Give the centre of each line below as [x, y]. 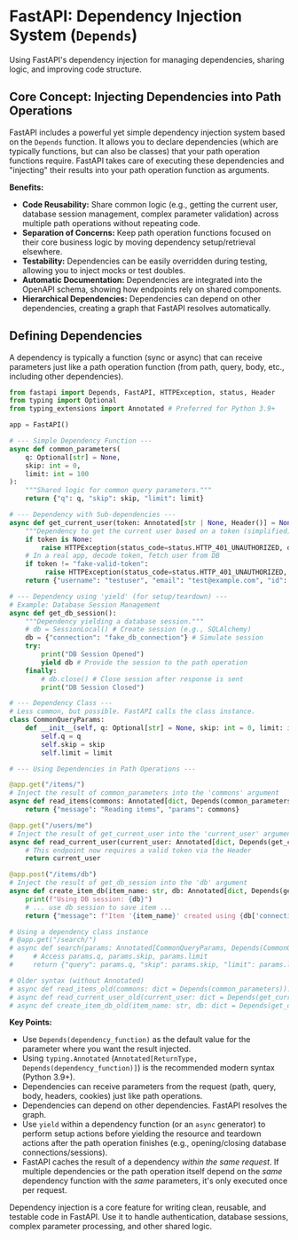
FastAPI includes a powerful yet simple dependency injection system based [147, 132]
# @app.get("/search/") [53, 940]
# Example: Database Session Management [85, 605]
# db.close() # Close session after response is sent [142, 679]
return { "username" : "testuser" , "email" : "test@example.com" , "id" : [157, 581]
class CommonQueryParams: [57, 720]
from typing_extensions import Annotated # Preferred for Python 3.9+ [142, 409]
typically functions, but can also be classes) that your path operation [134, 151]
